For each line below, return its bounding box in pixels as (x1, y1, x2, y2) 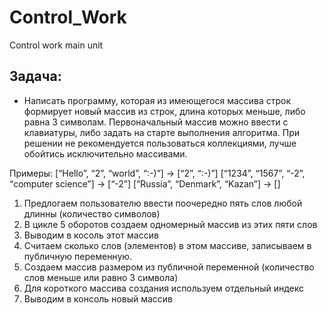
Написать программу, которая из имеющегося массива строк (23, 94, 292, 106)
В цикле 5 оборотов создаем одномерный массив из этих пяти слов (23, 218, 318, 230)
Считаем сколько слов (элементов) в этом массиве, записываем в (23, 239, 312, 251)
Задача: (9, 68, 62, 85)
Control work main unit (9, 39, 104, 51)
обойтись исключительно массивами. (23, 147, 188, 160)
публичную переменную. (23, 250, 133, 262)
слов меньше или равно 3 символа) (23, 271, 179, 283)
